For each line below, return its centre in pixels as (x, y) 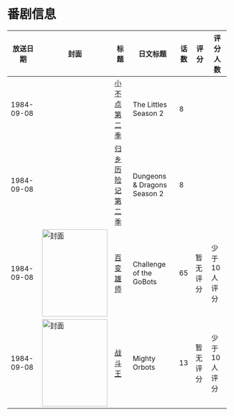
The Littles (150, 104)
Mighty (144, 358)
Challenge (149, 264)
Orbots (144, 367)
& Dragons (150, 184)
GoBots (145, 281)
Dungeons (150, 176)
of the (142, 273)
